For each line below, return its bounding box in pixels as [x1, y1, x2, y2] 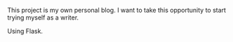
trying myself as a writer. [7, 13, 79, 22]
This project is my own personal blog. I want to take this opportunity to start [7, 6, 227, 14]
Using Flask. [7, 27, 44, 35]
